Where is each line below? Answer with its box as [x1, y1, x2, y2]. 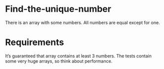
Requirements [5, 37, 64, 48]
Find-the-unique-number [5, 3, 112, 15]
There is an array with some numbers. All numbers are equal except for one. [5, 20, 160, 25]
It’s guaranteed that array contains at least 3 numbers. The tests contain [5, 53, 152, 59]
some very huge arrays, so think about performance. [5, 58, 113, 64]
